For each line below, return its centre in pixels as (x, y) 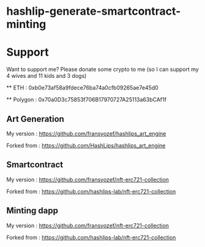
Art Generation (35, 119)
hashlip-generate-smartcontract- (94, 11)
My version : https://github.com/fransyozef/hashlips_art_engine (86, 134)
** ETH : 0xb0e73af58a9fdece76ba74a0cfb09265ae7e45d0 (83, 88)
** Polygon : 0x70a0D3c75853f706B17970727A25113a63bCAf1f (87, 100)
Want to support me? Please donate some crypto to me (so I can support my (102, 69)
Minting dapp (32, 211)
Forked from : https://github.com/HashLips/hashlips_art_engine (86, 145)
